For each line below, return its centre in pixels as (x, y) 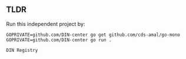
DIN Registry (22, 50)
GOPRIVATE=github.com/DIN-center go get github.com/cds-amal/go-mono (93, 35)
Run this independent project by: (46, 24)
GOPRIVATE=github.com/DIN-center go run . (59, 40)
